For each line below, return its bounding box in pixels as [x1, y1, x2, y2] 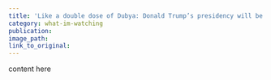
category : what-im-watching [8, 19, 104, 27]
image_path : [8, 34, 49, 43]
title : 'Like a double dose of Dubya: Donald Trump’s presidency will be [8, 11, 264, 20]
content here [8, 64, 51, 74]
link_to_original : [8, 42, 71, 50]
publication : [8, 27, 53, 35]
